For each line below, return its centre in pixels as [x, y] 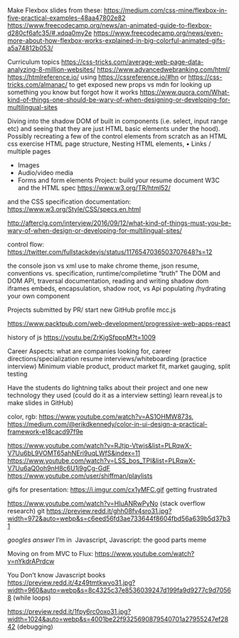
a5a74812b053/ [30, 48]
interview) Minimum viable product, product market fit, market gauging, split [119, 366]
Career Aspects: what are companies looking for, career [89, 351]
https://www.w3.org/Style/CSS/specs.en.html [74, 209]
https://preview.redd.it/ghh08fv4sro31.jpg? [109, 511]
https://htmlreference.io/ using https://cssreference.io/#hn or [97, 77]
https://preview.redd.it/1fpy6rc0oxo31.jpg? [69, 611]
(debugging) [35, 627]
